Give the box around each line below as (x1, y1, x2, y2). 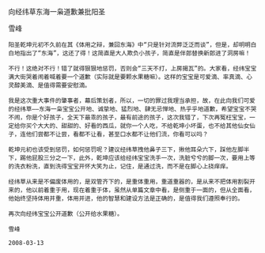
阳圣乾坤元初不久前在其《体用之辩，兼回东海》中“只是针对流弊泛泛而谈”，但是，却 (8, 41, 240, 49)
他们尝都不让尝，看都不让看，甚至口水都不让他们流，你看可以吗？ (25, 130, 209, 138)
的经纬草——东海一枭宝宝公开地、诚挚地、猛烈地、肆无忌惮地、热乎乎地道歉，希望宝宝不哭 (8, 105, 257, 113)
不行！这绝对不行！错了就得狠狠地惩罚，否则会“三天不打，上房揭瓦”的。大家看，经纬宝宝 (8, 65, 257, 73)
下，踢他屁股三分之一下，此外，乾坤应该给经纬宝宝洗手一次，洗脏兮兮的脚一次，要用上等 (8, 154, 256, 162)
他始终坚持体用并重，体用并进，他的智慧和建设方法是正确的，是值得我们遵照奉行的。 (8, 194, 244, 202)
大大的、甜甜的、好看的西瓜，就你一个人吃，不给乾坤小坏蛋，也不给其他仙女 (37, 122, 250, 130)
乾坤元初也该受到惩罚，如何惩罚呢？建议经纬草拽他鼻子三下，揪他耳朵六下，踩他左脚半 (8, 145, 250, 153)
